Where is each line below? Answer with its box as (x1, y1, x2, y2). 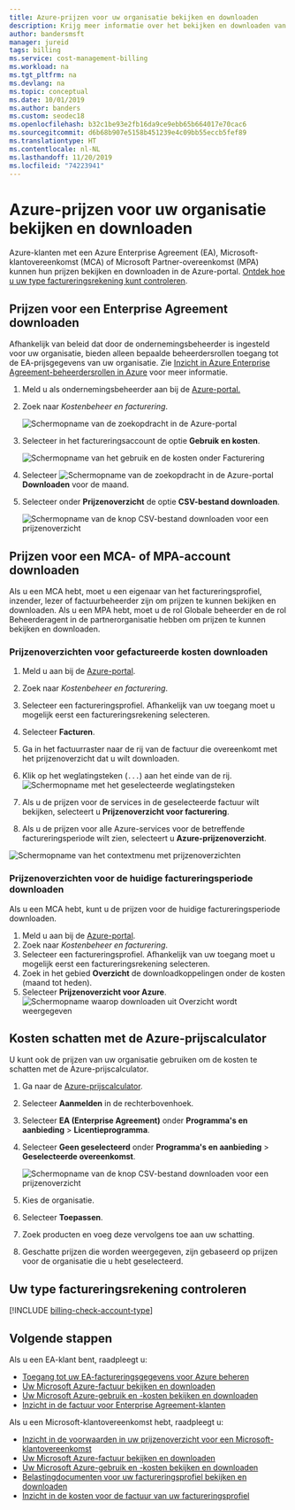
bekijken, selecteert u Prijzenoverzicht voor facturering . (21, 807, 230, 817)
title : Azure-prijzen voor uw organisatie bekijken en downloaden (9, 12, 259, 22)
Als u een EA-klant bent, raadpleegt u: (9, 1354, 147, 1365)
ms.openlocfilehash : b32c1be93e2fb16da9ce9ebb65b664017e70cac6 (9, 120, 247, 129)
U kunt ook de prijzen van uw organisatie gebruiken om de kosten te (9, 1055, 258, 1065)
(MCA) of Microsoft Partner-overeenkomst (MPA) (80, 257, 259, 267)
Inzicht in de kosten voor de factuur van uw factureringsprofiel (21, 1490, 250, 1501)
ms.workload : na (9, 63, 69, 72)
